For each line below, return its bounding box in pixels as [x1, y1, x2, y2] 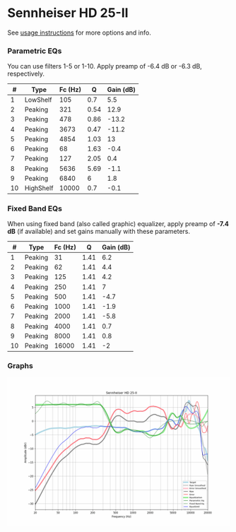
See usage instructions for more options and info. [7, 28, 152, 37]
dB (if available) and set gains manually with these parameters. [7, 227, 191, 236]
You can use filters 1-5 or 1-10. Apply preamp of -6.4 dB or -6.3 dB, [7, 62, 203, 71]
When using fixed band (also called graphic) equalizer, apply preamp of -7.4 [7, 220, 230, 228]
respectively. [7, 69, 45, 78]
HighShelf [24, 184, 54, 192]
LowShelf [24, 95, 52, 104]
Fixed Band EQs [7, 203, 62, 213]
